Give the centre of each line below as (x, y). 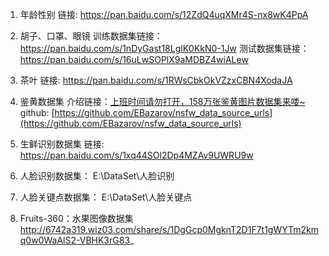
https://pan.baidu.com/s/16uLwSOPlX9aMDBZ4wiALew (134, 59)
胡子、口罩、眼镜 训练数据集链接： (91, 36)
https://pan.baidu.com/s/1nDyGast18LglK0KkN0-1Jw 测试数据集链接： (164, 48)
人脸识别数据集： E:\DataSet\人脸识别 (97, 176)
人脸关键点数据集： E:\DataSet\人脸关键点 (106, 197)
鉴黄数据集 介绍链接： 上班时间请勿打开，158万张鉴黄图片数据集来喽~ (162, 101)
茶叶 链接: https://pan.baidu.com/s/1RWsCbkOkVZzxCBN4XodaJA (156, 80)
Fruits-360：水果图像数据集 (76, 218)
